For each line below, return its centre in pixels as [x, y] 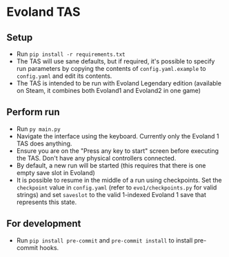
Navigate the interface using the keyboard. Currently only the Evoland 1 [118, 136]
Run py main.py [38, 129]
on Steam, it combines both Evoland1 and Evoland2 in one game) [109, 91]
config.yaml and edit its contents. [64, 76]
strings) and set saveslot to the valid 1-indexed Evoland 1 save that [111, 194]
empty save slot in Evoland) [56, 172]
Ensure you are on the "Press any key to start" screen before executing [117, 151]
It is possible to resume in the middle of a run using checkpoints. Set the [119, 180]
